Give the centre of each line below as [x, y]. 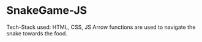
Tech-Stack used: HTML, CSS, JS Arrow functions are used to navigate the [101, 27]
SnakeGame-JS [47, 10]
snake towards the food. [37, 33]
